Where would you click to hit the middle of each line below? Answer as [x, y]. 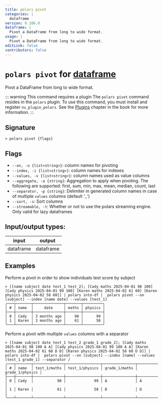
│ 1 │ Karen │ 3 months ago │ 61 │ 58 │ [55, 321]
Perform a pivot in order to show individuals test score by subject [70, 277]
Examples [20, 266]
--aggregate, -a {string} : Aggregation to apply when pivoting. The [80, 181]
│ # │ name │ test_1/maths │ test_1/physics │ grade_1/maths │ [71, 368]
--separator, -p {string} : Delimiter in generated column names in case [84, 191]
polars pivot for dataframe [61, 74]
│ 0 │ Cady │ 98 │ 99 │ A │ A [73, 381]
